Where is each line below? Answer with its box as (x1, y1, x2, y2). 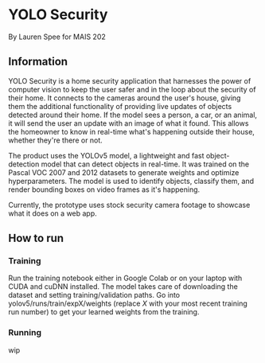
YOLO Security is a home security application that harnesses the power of (8, 76, 251, 85)
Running (8, 327, 42, 338)
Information (8, 55, 68, 68)
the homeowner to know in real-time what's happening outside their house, (8, 127, 255, 136)
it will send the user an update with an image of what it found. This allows (8, 118, 249, 128)
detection (8, 159, 40, 169)
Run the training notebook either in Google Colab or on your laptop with (8, 273, 243, 283)
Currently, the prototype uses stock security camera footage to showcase (8, 200, 251, 209)
